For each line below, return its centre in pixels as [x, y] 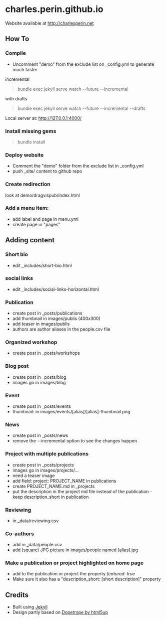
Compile [15, 53]
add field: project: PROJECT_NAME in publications [64, 481]
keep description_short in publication [50, 497]
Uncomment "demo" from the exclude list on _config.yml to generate [83, 64]
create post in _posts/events [41, 406]
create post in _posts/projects [43, 464]
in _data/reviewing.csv [35, 521]
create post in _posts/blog [39, 377]
